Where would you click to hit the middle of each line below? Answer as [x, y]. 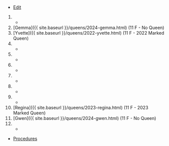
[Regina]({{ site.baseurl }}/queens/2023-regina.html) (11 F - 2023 [81, 108]
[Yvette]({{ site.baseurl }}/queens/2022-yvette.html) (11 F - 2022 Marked [89, 33]
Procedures [25, 138]
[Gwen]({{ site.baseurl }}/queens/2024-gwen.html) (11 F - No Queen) [84, 118]
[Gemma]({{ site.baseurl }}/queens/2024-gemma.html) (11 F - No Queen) [89, 28]
